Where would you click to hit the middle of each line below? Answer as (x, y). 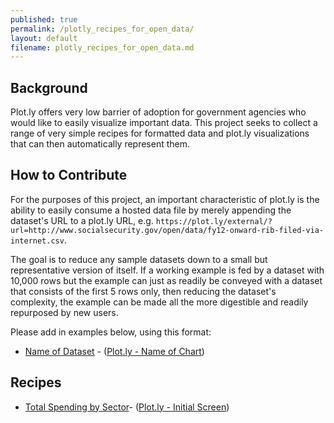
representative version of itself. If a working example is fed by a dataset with (167, 270)
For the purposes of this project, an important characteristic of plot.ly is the (165, 199)
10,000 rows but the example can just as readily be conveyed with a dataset (166, 280)
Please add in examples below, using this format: (111, 332)
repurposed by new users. (64, 312)
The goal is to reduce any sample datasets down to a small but (139, 259)
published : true (44, 19)
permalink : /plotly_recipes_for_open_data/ (102, 29)
